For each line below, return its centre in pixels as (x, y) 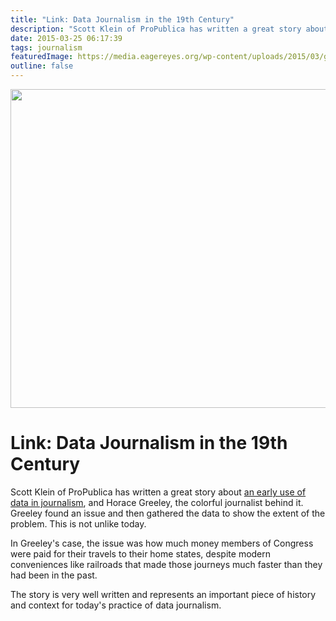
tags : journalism (46, 47)
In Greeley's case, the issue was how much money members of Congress (162, 543)
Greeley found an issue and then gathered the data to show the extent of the (168, 513)
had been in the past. (54, 575)
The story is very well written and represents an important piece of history (163, 594)
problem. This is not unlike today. (78, 523)
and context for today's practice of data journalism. (116, 605)
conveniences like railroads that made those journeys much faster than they (166, 564)
